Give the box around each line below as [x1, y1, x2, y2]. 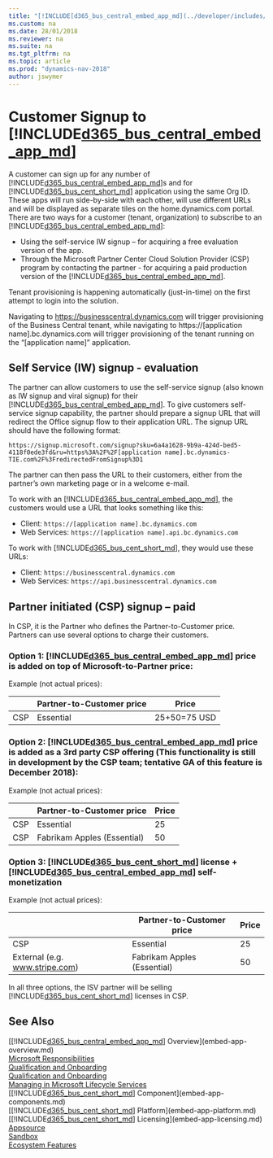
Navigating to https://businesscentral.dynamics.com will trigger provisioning [8, 311, 264, 321]
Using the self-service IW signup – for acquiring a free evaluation [19, 237, 239, 247]
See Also [8, 1015, 54, 1029]
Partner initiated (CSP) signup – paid [8, 600, 197, 614]
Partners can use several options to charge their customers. [8, 630, 210, 640]
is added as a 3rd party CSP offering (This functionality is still [8, 746, 256, 758]
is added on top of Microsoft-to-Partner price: [8, 661, 193, 672]
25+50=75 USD [154, 712, 217, 723]
